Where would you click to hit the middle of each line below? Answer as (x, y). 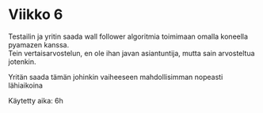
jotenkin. (23, 62)
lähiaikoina (26, 85)
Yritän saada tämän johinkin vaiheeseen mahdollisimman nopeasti (116, 77)
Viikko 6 (36, 15)
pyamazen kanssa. (39, 44)
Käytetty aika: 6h (36, 100)
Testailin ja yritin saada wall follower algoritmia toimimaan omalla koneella (128, 36)
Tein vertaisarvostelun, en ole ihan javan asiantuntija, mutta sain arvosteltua (131, 53)
